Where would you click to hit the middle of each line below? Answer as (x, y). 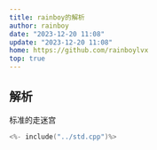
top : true (27, 59)
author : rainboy (39, 26)
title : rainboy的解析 (47, 17)
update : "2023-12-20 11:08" (61, 42)
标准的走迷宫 (32, 120)
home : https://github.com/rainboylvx (79, 51)
